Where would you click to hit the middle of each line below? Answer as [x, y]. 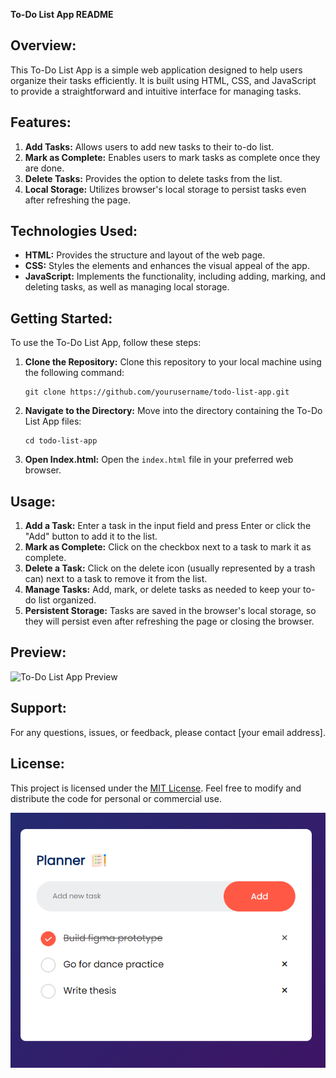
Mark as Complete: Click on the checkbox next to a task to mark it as [168, 547]
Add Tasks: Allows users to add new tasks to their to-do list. [149, 146]
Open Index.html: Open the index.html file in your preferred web [159, 460]
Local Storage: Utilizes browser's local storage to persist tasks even [165, 189]
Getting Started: [61, 318]
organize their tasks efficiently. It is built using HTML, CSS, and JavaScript [163, 80]
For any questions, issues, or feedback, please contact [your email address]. [168, 732]
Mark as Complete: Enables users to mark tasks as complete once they [172, 157]
